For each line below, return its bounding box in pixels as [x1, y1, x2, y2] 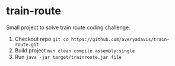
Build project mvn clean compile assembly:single [14, 46, 135, 54]
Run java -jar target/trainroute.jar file [14, 53, 122, 60]
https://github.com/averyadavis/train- [71, 36, 170, 42]
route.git [14, 42, 40, 48]
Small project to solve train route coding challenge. [6, 24, 131, 31]
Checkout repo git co [14, 35, 69, 42]
